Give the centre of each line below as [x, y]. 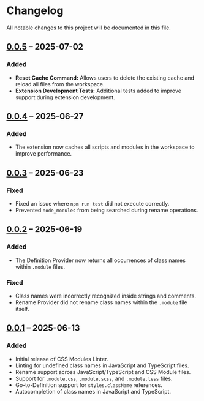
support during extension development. [65, 97]
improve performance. [43, 154]
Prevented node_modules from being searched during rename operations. [107, 210]
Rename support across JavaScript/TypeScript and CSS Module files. [103, 372]
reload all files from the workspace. [60, 84]
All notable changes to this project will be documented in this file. [89, 28]
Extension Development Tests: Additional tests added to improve [98, 91]
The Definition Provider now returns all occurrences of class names [100, 260]
